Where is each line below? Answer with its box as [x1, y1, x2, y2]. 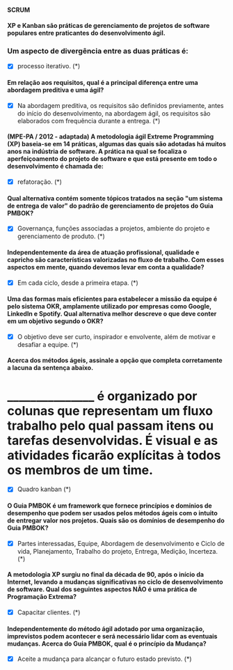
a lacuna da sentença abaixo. [7, 364, 94, 372]
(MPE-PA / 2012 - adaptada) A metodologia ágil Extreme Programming [7, 132, 214, 141]
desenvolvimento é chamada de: [7, 162, 104, 171]
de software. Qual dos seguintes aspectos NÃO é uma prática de [7, 585, 198, 593]
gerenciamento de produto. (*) [17, 232, 106, 240]
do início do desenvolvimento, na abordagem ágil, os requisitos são [17, 109, 211, 118]
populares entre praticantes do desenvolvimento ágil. [7, 29, 166, 38]
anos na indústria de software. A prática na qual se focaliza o [7, 147, 187, 156]
